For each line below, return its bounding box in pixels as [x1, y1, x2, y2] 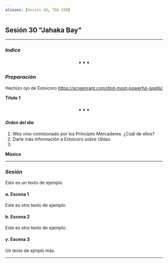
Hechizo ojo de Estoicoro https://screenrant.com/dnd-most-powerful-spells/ [5, 85, 163, 91]
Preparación [5, 74, 36, 81]
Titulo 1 [5, 95, 21, 101]
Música [5, 151, 21, 157]
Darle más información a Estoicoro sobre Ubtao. [12, 136, 111, 142]
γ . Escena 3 [5, 236, 30, 242]
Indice [5, 47, 21, 54]
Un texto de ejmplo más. [5, 247, 55, 253]
